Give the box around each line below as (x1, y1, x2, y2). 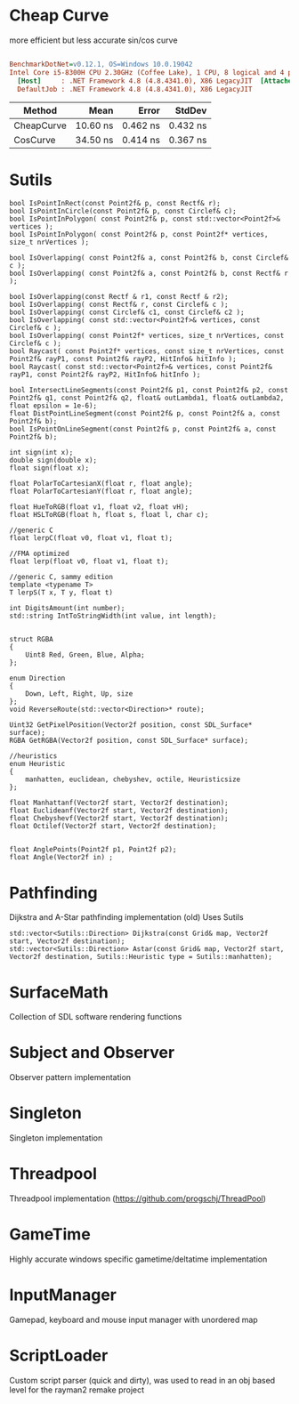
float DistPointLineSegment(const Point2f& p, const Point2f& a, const (9, 409, 280, 418)
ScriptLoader (9, 1345, 109, 1366)
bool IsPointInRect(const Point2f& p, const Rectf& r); (9, 199, 221, 208)
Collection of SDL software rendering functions (9, 1012, 182, 1022)
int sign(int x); (9, 448, 74, 457)
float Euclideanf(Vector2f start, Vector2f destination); (9, 806, 229, 815)
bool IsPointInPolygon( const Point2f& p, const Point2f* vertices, (9, 230, 269, 239)
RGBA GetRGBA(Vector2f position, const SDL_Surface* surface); (9, 736, 249, 746)
